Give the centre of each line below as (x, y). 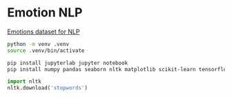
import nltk (24, 82)
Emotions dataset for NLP (43, 32)
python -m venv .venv (38, 44)
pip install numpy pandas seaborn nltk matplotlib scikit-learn (101, 69)
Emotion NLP (45, 13)
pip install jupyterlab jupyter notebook (68, 63)
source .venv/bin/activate (46, 50)
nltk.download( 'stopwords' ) (48, 88)
